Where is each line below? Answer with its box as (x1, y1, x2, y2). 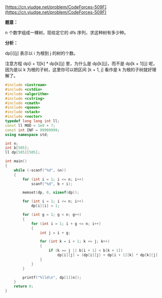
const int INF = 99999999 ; (5, 127, 60, 133)
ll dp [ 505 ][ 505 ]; (5, 150, 40, 155)
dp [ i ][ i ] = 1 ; (31, 204, 60, 209)
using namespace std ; (5, 132, 49, 137)
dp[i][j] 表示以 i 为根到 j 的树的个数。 (5, 51, 78, 56)
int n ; (5, 141, 18, 146)
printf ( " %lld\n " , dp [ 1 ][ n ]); (22, 275, 82, 280)
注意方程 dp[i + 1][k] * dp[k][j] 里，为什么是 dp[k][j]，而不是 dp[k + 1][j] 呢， (5, 61, 158, 66)
